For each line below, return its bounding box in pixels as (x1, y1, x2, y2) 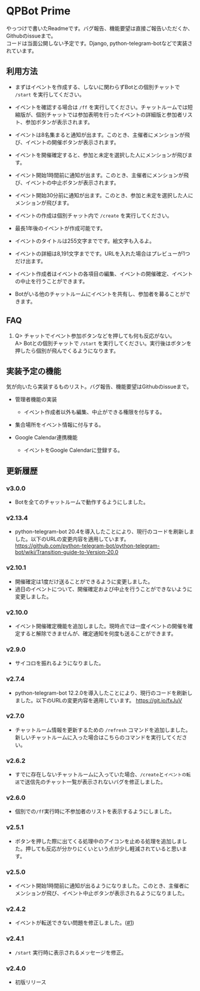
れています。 (6, 47, 38, 54)
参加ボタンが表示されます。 (25, 118, 94, 126)
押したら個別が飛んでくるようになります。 (14, 347, 119, 354)
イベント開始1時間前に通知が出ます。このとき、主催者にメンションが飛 (14, 172, 189, 179)
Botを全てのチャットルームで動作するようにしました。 (14, 498, 149, 506)
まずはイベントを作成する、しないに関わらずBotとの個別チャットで (14, 83, 180, 90)
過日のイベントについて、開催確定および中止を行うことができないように (14, 585, 193, 592)
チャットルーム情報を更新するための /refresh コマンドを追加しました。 (14, 726, 191, 733)
